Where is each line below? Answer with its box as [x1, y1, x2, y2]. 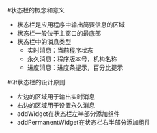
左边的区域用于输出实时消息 [16, 93, 96, 101]
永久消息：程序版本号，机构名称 [27, 55, 117, 63]
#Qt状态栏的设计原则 [7, 78, 66, 86]
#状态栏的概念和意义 [7, 6, 65, 14]
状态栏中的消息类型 [16, 38, 72, 46]
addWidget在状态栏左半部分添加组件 [16, 110, 120, 118]
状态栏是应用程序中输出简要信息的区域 [16, 21, 125, 29]
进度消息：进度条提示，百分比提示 [27, 64, 124, 71]
